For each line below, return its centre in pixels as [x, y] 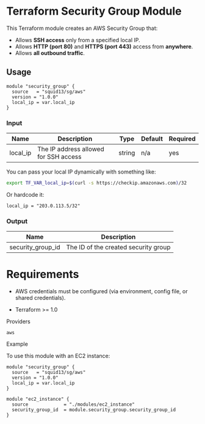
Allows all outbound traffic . [50, 53]
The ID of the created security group [118, 247]
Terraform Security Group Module [94, 11]
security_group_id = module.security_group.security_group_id [94, 410]
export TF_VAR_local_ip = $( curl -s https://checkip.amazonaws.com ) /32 [97, 183]
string [127, 153]
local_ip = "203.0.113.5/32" [43, 206]
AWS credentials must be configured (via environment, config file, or [101, 291]
